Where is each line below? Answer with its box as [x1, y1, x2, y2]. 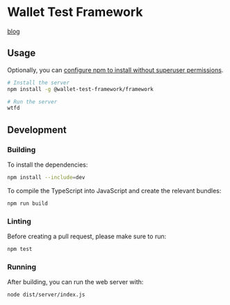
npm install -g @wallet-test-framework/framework [7, 85, 154, 92]
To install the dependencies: [7, 160, 88, 169]
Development [7, 124, 67, 135]
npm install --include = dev [7, 174, 85, 181]
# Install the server [7, 79, 70, 86]
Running [7, 262, 37, 272]
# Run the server [7, 98, 58, 105]
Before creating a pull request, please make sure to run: [7, 232, 167, 240]
